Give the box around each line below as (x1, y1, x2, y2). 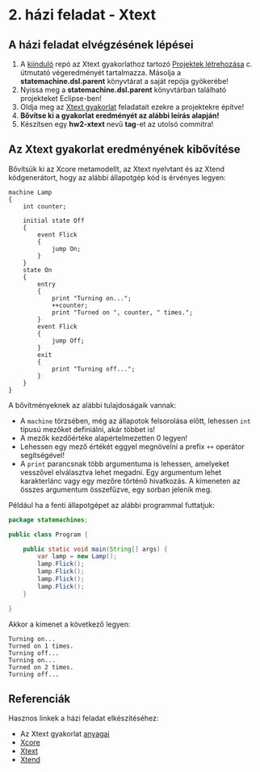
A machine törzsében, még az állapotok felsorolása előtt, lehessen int (19, 416, 251, 426)
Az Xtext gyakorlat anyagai (19, 729, 111, 739)
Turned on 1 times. (8, 642, 74, 650)
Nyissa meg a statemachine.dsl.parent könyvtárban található (19, 85, 227, 94)
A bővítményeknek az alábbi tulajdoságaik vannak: (8, 400, 177, 409)
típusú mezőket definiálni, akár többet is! (19, 424, 156, 434)
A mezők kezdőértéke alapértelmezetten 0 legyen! (19, 433, 188, 443)
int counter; (23, 202, 67, 211)
